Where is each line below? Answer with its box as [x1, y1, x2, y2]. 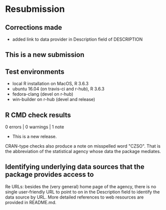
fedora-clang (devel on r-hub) [12, 91, 73, 97]
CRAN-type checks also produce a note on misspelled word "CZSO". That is [5, 143, 161, 149]
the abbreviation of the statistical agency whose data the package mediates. [5, 149, 161, 155]
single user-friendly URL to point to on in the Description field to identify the [5, 189, 160, 195]
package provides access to [5, 170, 94, 179]
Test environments [5, 67, 64, 76]
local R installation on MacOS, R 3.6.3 [12, 81, 89, 87]
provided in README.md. [5, 199, 56, 205]
